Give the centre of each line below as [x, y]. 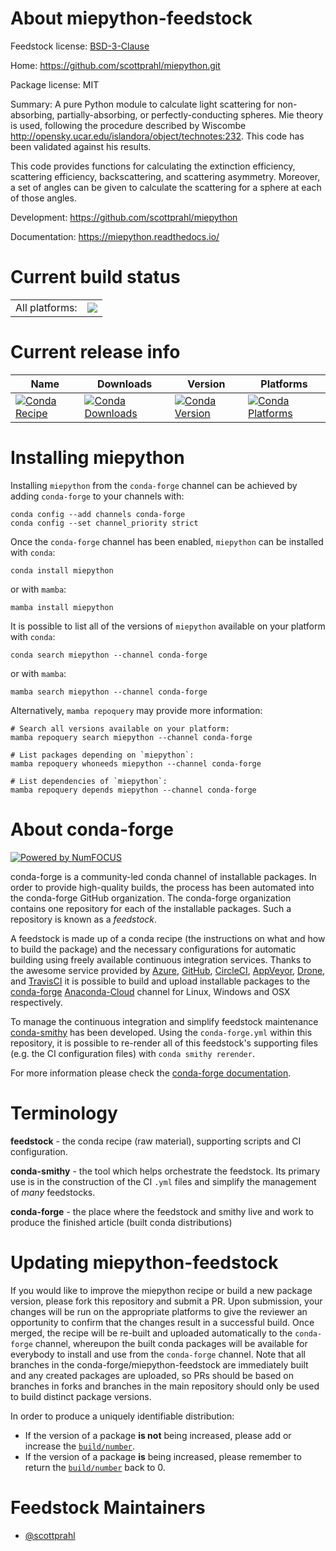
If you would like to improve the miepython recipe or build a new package [161, 1290]
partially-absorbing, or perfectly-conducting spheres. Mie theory [190, 114]
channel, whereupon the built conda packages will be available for [171, 1343]
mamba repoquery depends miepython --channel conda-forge [133, 790]
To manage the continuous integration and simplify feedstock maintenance [164, 1021]
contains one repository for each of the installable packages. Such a [151, 908]
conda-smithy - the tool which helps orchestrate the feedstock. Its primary [165, 1171]
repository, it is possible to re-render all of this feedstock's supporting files [164, 1043]
